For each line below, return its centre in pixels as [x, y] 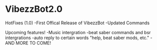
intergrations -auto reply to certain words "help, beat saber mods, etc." [77, 38]
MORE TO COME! [33, 43]
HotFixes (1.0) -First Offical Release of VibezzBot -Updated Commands [77, 23]
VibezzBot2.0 [34, 9]
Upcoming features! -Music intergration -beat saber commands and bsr [78, 32]
